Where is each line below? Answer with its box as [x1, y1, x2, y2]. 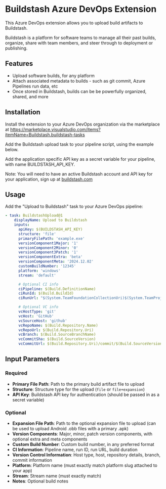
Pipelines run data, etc [12, 83, 58, 89]
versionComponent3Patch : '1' [18, 250, 79, 255]
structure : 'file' [18, 231, 56, 236]
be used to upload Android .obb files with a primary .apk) [12, 425, 129, 431]
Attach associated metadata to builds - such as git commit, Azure [12, 78, 146, 84]
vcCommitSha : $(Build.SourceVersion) [18, 337, 96, 342]
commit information [12, 457, 52, 463]
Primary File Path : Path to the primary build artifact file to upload [12, 381, 145, 387]
